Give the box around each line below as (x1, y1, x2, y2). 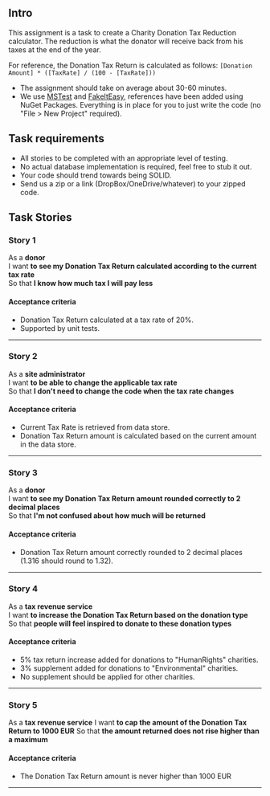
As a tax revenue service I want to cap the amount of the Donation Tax (8, 718, 247, 728)
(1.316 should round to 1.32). (19, 556, 114, 565)
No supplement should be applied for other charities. (19, 672, 195, 682)
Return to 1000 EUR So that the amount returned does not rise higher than (8, 726, 260, 736)
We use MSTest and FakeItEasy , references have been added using (19, 92, 243, 101)
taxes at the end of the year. (8, 44, 102, 55)
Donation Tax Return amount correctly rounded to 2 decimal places (19, 547, 243, 557)
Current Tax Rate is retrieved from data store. (19, 422, 170, 432)
